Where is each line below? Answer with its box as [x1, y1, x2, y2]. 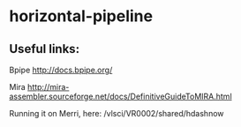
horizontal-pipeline [9, 6, 153, 26]
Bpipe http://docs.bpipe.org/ [9, 64, 113, 75]
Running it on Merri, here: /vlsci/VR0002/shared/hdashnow [9, 108, 224, 118]
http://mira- [27, 82, 70, 92]
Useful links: [9, 41, 80, 56]
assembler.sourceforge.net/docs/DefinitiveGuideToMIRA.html [9, 91, 232, 101]
